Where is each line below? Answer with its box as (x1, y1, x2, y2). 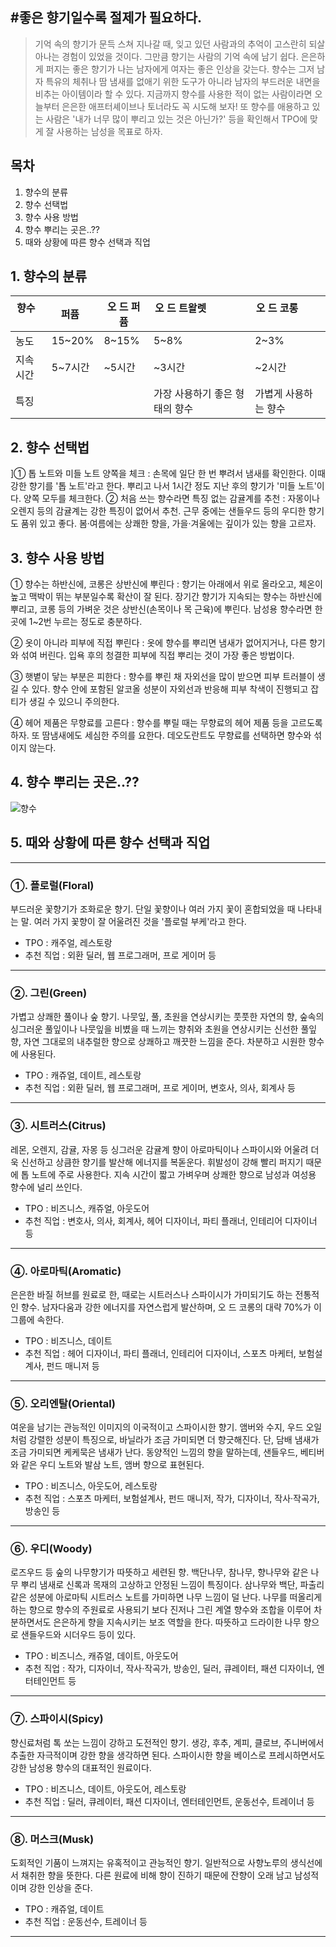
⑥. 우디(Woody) (10, 1542, 93, 1556)
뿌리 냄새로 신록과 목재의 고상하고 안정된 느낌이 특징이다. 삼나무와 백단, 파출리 (20, 1579, 325, 1591)
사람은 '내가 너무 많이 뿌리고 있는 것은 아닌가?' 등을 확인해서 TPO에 (45, 113, 308, 125)
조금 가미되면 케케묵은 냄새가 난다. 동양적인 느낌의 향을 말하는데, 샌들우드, (10, 1446, 298, 1458)
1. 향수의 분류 (10, 268, 87, 285)
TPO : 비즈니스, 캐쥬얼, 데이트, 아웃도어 (24, 1650, 179, 1662)
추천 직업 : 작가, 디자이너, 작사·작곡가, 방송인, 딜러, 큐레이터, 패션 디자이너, (24, 1663, 315, 1675)
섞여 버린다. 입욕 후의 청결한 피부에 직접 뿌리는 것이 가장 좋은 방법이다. (20, 649, 295, 662)
